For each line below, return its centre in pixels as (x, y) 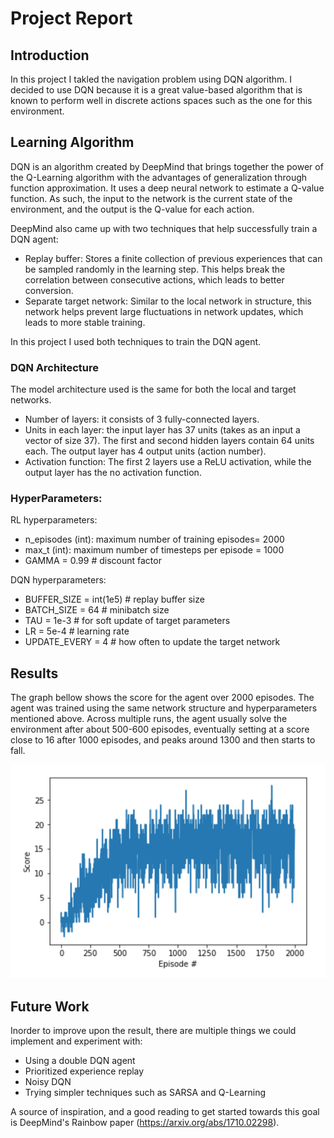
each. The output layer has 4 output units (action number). (145, 451)
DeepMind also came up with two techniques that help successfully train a (164, 228)
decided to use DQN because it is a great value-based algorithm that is (156, 90)
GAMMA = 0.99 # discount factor (93, 561)
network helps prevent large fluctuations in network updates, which (164, 311)
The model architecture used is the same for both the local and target (153, 389)
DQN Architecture (54, 367)
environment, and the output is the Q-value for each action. (132, 209)
